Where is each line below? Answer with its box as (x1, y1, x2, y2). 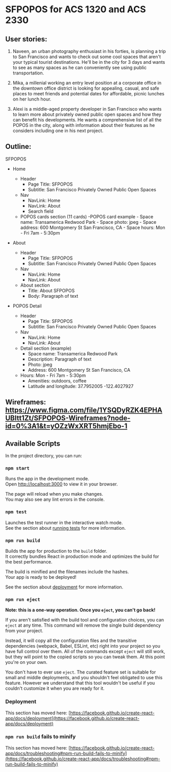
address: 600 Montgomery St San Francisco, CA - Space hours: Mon (20, 224, 165, 230)
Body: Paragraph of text (28, 293, 79, 299)
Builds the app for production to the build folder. (5, 548, 108, 554)
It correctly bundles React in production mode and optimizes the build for (5, 553, 159, 559)
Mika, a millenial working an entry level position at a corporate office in (12, 80, 162, 86)
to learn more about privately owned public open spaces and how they (12, 111, 162, 117)
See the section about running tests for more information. (5, 525, 126, 531)
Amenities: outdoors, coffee (28, 377, 87, 383)
